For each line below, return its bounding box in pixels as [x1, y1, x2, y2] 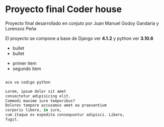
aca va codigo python [5, 80, 51, 85]
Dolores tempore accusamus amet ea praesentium [5, 103, 107, 108]
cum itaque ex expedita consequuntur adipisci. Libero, [5, 112, 125, 117]
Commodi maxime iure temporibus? [5, 98, 75, 103]
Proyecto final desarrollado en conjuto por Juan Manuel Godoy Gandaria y [5, 20, 159, 26]
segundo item [12, 66, 41, 72]
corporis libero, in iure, [5, 107, 62, 113]
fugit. [5, 117, 19, 122]
